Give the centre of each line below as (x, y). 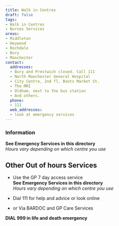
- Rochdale (17, 48)
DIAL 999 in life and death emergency (46, 218)
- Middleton (18, 39)
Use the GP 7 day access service (48, 177)
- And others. (25, 96)
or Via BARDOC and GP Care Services (53, 208)
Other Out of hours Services (51, 165)
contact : (15, 62)
